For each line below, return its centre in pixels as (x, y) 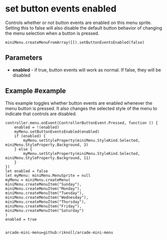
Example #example (36, 91)
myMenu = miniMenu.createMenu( (38, 180)
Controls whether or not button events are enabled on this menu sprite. (78, 23)
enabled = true (21, 219)
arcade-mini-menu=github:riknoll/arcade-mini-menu (59, 232)
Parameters (24, 58)
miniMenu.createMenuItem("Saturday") (45, 210)
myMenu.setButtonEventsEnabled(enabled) (57, 132)
